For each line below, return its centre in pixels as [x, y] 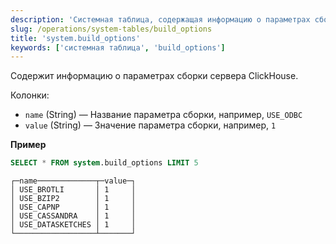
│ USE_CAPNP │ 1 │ [73, 207]
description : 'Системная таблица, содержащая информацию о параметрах [160, 19]
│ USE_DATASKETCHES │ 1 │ [73, 225]
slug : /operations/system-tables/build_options [111, 29]
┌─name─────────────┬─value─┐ [73, 181]
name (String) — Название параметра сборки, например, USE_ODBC [163, 115]
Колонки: [30, 95]
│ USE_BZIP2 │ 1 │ [73, 199]
